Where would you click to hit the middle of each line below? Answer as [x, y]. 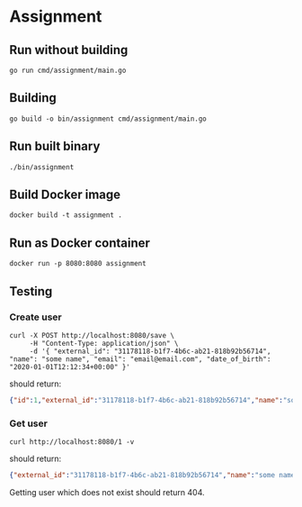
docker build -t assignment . [66, 215]
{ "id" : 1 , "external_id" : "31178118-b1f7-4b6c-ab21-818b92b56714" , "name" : [146, 400]
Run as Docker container [80, 243]
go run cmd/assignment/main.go [68, 70]
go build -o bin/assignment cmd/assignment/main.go [108, 119]
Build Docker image [65, 195]
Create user [36, 317]
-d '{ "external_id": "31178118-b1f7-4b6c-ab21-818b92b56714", [150, 351]
